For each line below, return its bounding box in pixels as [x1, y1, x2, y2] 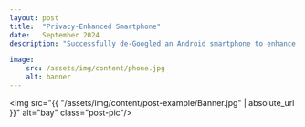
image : [9, 56, 35, 65]
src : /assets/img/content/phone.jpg [26, 64, 166, 73]
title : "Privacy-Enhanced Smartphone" [9, 22, 162, 31]
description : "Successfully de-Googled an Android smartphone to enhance [9, 38, 297, 48]
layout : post [9, 13, 59, 23]
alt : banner [26, 72, 71, 82]
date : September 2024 [9, 30, 100, 39]
